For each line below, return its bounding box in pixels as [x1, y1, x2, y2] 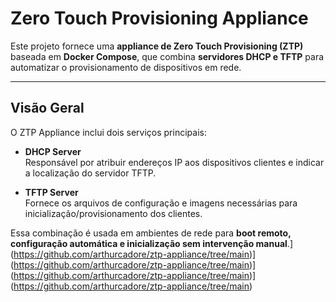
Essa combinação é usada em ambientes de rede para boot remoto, [10, 227, 292, 239]
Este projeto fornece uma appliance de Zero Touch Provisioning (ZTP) [10, 40, 304, 52]
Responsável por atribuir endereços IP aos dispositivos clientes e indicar [24, 156, 325, 168]
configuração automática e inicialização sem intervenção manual [10, 237, 288, 249]
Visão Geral [10, 100, 85, 117]
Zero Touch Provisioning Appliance [10, 7, 309, 30]
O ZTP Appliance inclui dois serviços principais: [10, 126, 207, 138]
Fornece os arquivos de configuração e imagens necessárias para [24, 197, 298, 209]
